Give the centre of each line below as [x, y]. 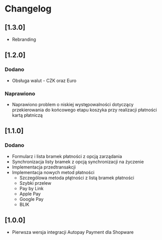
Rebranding [24, 39]
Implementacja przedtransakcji [44, 167]
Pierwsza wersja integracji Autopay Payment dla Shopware [73, 232]
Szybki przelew [35, 183]
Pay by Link [31, 188]
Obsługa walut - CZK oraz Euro [44, 81]
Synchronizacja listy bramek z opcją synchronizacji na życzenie [78, 162]
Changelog [28, 9]
